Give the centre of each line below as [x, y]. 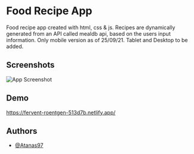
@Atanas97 [29, 145]
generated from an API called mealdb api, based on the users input [89, 33]
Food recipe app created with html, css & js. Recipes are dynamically [91, 27]
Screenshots [30, 65]
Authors [22, 131]
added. [15, 46]
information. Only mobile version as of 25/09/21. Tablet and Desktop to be [97, 40]
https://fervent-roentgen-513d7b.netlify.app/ [61, 112]
